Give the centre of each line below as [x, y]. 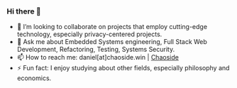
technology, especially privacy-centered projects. [89, 34]
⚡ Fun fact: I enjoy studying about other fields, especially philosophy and [123, 68]
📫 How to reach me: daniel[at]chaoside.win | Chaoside [98, 57]
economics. [34, 78]
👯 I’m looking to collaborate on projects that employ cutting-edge [112, 27]
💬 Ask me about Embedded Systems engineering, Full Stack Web [112, 42]
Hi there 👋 [24, 11]
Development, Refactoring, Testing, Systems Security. [96, 50]
